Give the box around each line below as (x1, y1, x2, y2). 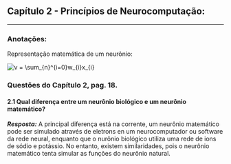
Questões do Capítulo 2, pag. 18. (7, 81, 118, 90)
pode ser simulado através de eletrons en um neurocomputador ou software (7, 127, 223, 136)
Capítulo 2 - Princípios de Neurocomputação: (7, 6, 206, 17)
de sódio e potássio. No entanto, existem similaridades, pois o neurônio (7, 142, 210, 150)
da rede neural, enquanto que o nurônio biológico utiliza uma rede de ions (7, 134, 217, 143)
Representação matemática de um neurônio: (7, 50, 133, 58)
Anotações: (7, 34, 47, 43)
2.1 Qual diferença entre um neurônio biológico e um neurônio (7, 97, 187, 105)
